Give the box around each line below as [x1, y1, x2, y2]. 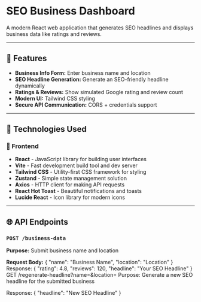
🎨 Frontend [6, 142, 39, 150]
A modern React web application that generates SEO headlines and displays [6, 24, 194, 31]
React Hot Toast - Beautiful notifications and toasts [14, 188, 142, 195]
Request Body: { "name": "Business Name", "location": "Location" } [6, 259, 173, 266]
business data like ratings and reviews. [6, 30, 102, 37]
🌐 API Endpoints [6, 217, 69, 227]
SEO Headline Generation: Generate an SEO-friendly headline [14, 75, 169, 83]
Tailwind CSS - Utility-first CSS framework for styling [14, 168, 147, 176]
